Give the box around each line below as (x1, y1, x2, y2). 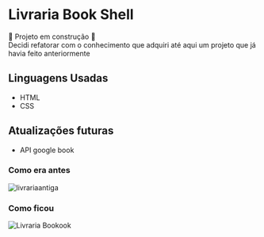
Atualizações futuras (8, 124, 114, 138)
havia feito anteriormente (8, 48, 90, 58)
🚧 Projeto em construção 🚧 (8, 32, 96, 41)
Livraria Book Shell (8, 6, 134, 24)
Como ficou (8, 202, 54, 213)
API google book (19, 145, 75, 155)
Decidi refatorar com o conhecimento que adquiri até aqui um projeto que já (8, 40, 256, 49)
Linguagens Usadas (8, 71, 109, 85)
